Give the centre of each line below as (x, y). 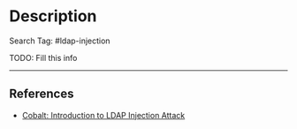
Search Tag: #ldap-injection (60, 41)
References (42, 94)
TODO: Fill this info (43, 57)
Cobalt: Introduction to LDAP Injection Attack (103, 115)
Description (53, 16)
